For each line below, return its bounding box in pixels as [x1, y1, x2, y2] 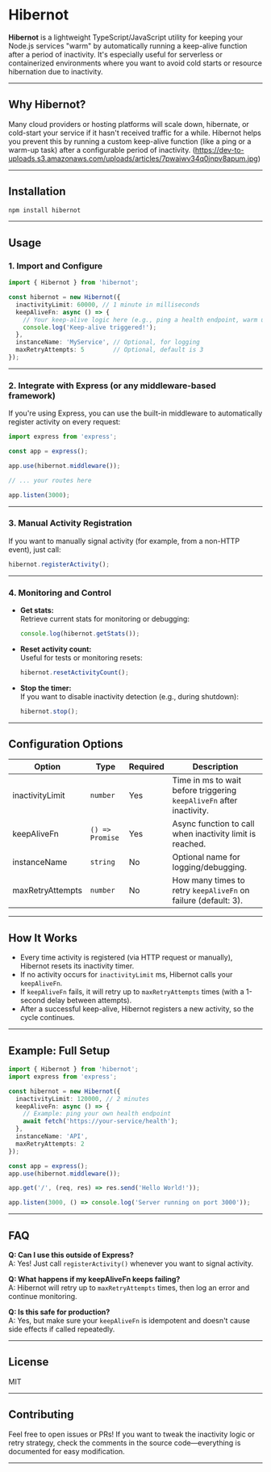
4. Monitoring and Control [8, 587, 111, 598]
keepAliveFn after [172, 795, 238, 806]
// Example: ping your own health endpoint [23, 1110, 172, 1118]
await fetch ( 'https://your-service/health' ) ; [23, 1117, 179, 1125]
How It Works [8, 931, 78, 945]
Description [192, 761, 239, 773]
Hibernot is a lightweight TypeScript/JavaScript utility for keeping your [8, 32, 244, 42]
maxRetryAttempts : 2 [15, 1140, 85, 1148]
